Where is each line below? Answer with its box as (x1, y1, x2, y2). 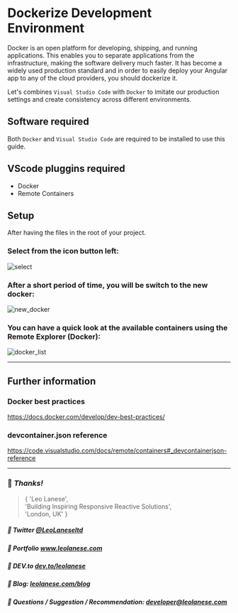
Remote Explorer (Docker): (7, 332, 101, 342)
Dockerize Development (7, 5, 152, 21)
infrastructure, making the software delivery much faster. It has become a (7, 58, 222, 67)
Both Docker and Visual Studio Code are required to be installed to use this (7, 134, 225, 143)
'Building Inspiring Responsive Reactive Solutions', (24, 502, 172, 511)
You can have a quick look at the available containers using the (7, 322, 228, 332)
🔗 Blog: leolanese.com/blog (7, 580, 91, 588)
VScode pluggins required (7, 163, 125, 175)
